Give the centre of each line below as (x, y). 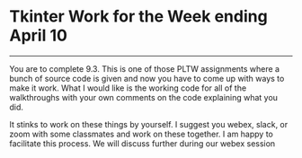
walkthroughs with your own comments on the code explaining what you (144, 97)
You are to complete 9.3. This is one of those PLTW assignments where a (145, 68)
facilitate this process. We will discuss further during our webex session (142, 143)
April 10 (38, 35)
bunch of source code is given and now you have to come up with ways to (147, 78)
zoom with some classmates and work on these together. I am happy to (142, 134)
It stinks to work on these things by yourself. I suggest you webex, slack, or (149, 124)
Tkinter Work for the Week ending (138, 17)
